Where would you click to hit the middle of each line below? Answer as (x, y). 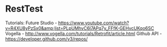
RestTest (24, 9)
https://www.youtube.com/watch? (93, 23)
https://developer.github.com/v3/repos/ (47, 39)
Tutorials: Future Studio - (31, 23)
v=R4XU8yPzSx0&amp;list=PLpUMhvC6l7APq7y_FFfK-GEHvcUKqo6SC (80, 28)
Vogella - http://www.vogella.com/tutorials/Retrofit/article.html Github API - (83, 33)
